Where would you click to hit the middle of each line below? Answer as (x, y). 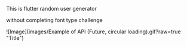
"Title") (15, 38)
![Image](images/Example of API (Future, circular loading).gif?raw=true (93, 32)
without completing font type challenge (54, 20)
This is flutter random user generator (52, 9)
